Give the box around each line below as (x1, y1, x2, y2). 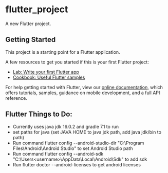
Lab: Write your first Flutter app (12, 69, 80, 75)
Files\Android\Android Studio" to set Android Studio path (12, 145, 133, 152)
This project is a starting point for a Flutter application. (5, 49, 120, 55)
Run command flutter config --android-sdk (12, 150, 104, 157)
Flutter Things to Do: (5, 110, 73, 119)
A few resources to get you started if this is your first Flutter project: (5, 59, 149, 65)
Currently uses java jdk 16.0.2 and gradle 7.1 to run (12, 123, 119, 129)
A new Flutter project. (5, 20, 51, 27)
